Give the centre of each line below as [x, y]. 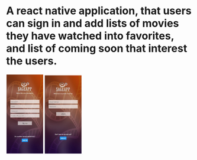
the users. [32, 61]
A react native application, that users [99, 11]
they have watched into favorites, [90, 36]
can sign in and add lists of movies [93, 23]
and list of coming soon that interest [97, 49]
